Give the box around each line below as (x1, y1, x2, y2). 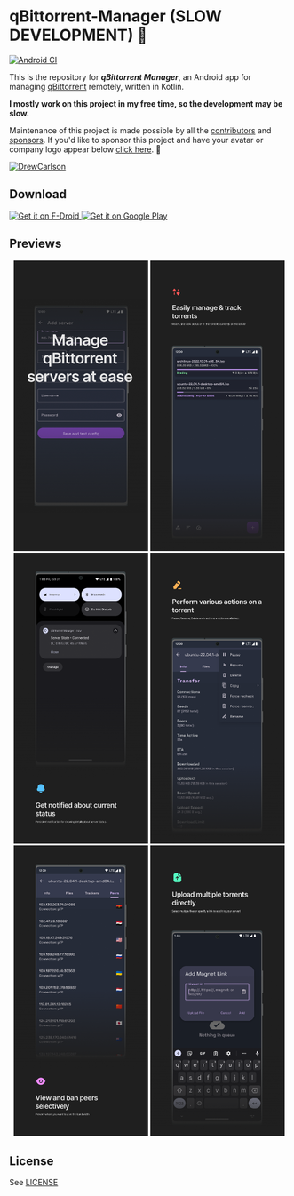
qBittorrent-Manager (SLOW (9, 6, 222, 27)
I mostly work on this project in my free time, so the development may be (9, 98, 283, 108)
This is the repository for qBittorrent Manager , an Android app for (9, 71, 251, 82)
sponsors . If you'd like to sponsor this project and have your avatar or (9, 134, 264, 145)
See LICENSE (9, 1177, 59, 1188)
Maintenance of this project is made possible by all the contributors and (9, 124, 272, 135)
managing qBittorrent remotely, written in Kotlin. (9, 81, 185, 92)
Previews (9, 236, 62, 251)
